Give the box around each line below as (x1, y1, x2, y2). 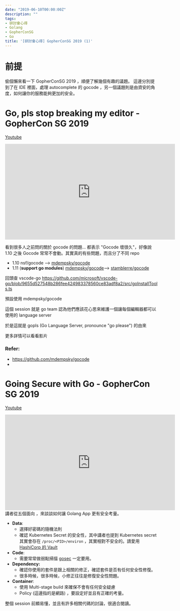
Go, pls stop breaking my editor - (5, 107, 140, 119)
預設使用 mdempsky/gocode (5, 296, 62, 301)
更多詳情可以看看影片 (5, 332, 48, 338)
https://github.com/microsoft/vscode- (42, 275, 118, 281)
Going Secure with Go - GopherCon (5, 379, 150, 389)
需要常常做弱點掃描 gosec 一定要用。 (19, 555, 94, 561)
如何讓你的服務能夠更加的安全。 (13, 90, 78, 96)
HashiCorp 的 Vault (19, 544, 58, 550)
